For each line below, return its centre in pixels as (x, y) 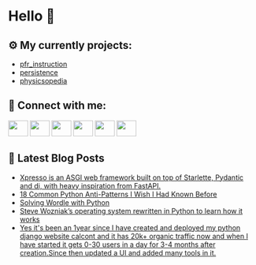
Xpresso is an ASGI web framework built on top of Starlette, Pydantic (132, 177)
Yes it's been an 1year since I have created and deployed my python (130, 227)
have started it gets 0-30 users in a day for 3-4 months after (117, 244)
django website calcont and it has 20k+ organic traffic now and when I (134, 236)
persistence (39, 73)
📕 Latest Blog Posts (56, 158)
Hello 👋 (32, 16)
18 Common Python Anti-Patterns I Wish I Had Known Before (118, 194)
